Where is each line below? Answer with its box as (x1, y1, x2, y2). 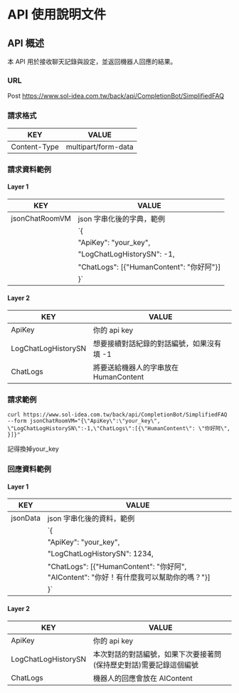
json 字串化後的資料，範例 (47, 514, 135, 523)
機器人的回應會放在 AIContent (92, 673, 193, 683)
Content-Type (11, 142, 59, 152)
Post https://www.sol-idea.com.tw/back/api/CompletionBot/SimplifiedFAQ (7, 92, 224, 100)
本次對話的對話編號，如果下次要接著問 (92, 649, 222, 659)
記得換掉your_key (7, 444, 59, 453)
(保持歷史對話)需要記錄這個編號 (92, 660, 199, 669)
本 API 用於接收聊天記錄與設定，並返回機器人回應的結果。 (7, 58, 177, 66)
